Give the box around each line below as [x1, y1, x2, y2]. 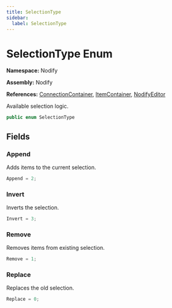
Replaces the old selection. [6, 284, 74, 291]
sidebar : [6, 15, 29, 21]
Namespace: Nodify [6, 67, 58, 74]
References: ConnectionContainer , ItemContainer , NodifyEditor [6, 91, 166, 98]
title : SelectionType [6, 9, 62, 15]
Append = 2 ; [6, 175, 37, 181]
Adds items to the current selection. [6, 163, 96, 171]
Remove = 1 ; [6, 256, 37, 262]
